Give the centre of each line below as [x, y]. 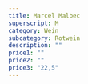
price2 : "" [26, 61]
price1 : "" [26, 53]
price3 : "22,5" [34, 68]
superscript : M [34, 23]
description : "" [35, 46]
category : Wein [34, 30]
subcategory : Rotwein [44, 38]
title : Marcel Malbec [44, 16]
